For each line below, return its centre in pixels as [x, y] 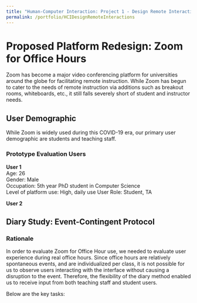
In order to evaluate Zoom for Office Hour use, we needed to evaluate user [96, 251]
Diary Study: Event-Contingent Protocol [81, 222]
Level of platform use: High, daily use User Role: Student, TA [79, 192]
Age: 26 [16, 173]
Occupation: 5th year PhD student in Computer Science [73, 185]
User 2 [14, 203]
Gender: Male [23, 179]
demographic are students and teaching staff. [61, 139]
